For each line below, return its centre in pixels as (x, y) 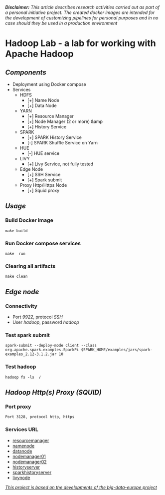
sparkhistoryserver (32, 472)
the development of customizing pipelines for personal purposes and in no (82, 18)
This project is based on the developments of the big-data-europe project (81, 487)
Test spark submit (27, 335)
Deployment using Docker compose (49, 84)
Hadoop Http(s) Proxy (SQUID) (54, 392)
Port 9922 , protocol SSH (38, 317)
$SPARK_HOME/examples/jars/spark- (117, 350)
